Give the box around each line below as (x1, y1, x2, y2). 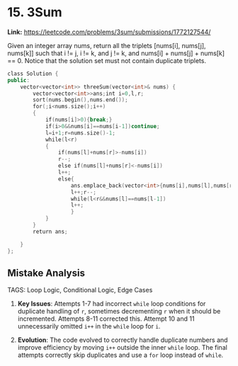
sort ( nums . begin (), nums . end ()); (33, 96, 129, 103)
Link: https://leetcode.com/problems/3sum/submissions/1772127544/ (7, 28, 211, 36)
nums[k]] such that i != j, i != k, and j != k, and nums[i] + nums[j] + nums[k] (7, 49, 225, 57)
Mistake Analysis (7, 267, 85, 279)
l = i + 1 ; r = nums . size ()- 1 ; (45, 129, 115, 137)
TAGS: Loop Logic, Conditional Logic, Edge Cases (7, 286, 153, 294)
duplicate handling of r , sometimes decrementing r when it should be (17, 307, 221, 316)
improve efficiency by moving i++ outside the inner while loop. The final (17, 343, 228, 352)
